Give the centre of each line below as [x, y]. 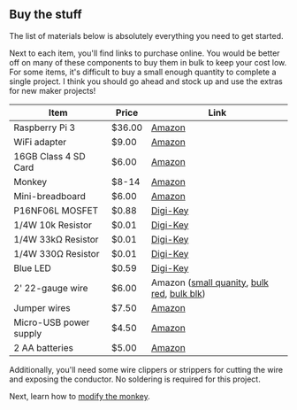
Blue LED [32, 267]
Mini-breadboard [49, 196]
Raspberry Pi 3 [45, 128]
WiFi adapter [40, 142]
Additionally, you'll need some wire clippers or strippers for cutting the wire [146, 369]
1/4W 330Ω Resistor [57, 253]
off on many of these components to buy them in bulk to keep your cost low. [148, 62]
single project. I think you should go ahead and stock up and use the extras [146, 81]
